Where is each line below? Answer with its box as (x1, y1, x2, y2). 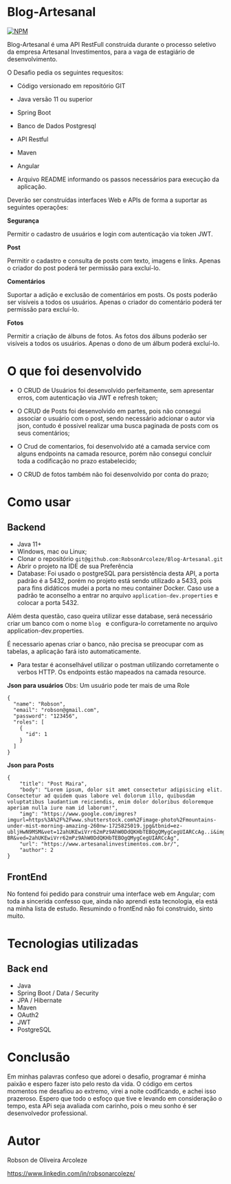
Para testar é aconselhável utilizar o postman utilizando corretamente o (16, 660, 219, 668)
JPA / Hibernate (16, 996, 63, 1004)
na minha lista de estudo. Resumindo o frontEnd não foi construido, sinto (7, 904, 213, 912)
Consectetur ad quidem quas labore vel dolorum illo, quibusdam (7, 792, 195, 799)
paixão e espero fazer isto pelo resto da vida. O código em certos (7, 1079, 192, 1088)
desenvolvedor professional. (7, 1109, 88, 1117)
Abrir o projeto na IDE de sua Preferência (16, 562, 133, 570)
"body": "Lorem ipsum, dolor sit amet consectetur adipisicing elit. (19, 786, 223, 793)
